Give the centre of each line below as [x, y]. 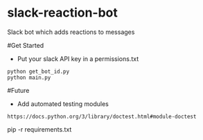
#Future [18, 90]
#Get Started [26, 45]
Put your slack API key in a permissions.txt [78, 59]
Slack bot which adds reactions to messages [71, 32]
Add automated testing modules [63, 104]
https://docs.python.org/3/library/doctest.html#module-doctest [102, 116]
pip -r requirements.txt [39, 129]
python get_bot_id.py [38, 71]
